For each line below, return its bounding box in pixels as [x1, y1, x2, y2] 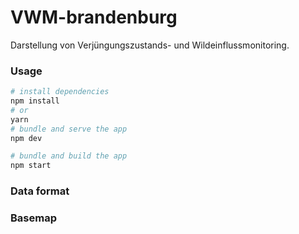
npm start [10, 161, 52, 171]
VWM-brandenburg [10, 6, 178, 29]
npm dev [10, 133, 43, 143]
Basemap [10, 211, 57, 225]
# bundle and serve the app [10, 124, 128, 134]
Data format [10, 184, 70, 198]
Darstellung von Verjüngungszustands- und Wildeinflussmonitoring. [10, 39, 290, 51]
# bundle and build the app [10, 151, 128, 161]
